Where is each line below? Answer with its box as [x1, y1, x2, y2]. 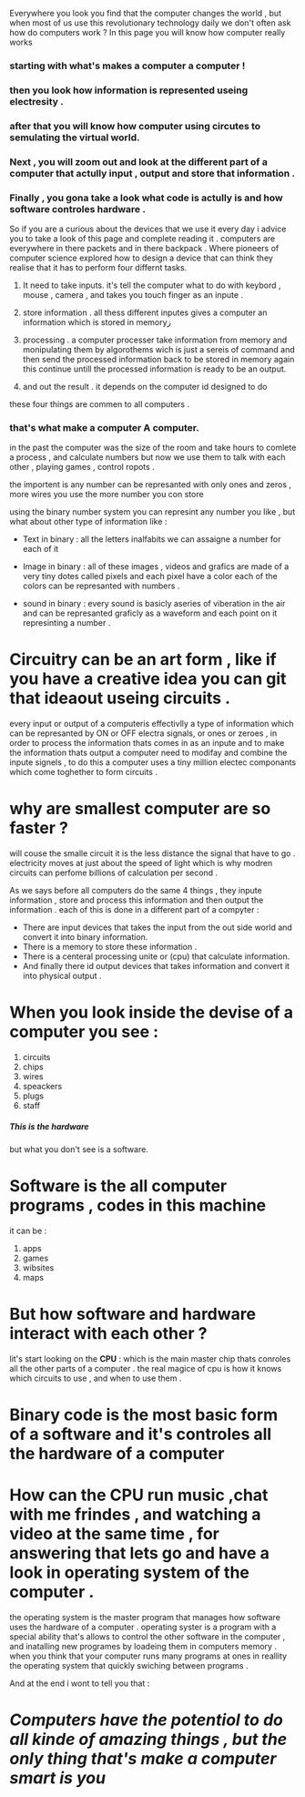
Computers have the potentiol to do [9, 1710, 284, 1731]
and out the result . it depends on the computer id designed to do [22, 381, 268, 392]
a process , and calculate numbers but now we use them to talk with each [9, 452, 286, 463]
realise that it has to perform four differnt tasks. [9, 261, 188, 272]
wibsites [22, 1262, 55, 1273]
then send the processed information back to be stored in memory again [22, 353, 295, 364]
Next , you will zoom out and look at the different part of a [9, 155, 269, 168]
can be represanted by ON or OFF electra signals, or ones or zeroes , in [9, 728, 278, 739]
